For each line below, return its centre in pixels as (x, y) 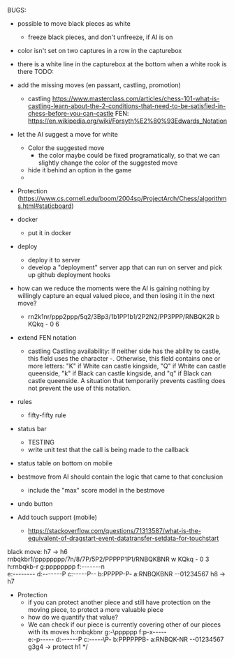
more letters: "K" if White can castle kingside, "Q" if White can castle (127, 366)
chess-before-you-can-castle (71, 113)
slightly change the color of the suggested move (108, 163)
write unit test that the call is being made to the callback (108, 450)
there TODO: (36, 72)
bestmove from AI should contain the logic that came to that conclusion (120, 477)
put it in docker (50, 233)
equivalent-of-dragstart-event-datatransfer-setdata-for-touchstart (123, 538)
